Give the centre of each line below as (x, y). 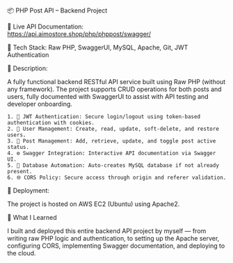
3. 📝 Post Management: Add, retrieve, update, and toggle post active (112, 141)
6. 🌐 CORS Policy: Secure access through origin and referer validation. (117, 177)
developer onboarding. (40, 104)
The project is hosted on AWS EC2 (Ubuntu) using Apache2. (94, 204)
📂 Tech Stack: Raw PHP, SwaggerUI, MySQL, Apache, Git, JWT (98, 47)
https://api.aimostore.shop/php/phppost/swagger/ (79, 34)
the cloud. (22, 253)
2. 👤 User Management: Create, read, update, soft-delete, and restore (113, 129)
